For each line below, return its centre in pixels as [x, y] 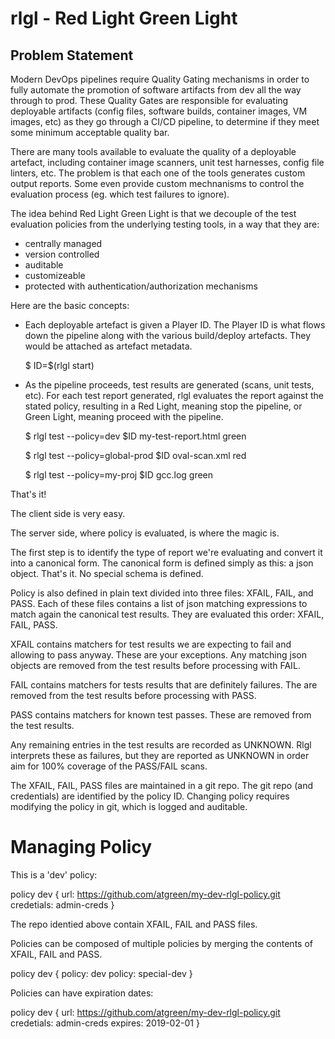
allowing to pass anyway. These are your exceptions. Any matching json [158, 655]
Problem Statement [72, 55]
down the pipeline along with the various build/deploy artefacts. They [168, 335]
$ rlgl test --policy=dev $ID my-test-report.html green [135, 436]
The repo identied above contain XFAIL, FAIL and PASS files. [134, 924]
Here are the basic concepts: [70, 305]
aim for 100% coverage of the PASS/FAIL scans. [109, 766]
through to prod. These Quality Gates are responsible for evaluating [149, 100]
